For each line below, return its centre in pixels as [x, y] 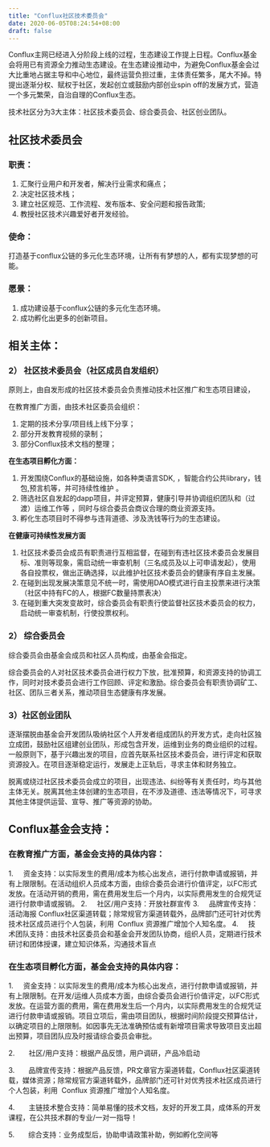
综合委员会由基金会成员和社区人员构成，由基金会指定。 [100, 655]
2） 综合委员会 [37, 636]
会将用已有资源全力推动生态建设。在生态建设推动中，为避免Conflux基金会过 [134, 64]
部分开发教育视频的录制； [62, 434]
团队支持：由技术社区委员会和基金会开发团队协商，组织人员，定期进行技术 [138, 934]
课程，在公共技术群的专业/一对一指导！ [73, 1117]
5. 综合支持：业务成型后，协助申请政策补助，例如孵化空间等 [113, 1134]
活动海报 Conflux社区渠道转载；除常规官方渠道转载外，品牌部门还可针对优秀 [135, 914]
